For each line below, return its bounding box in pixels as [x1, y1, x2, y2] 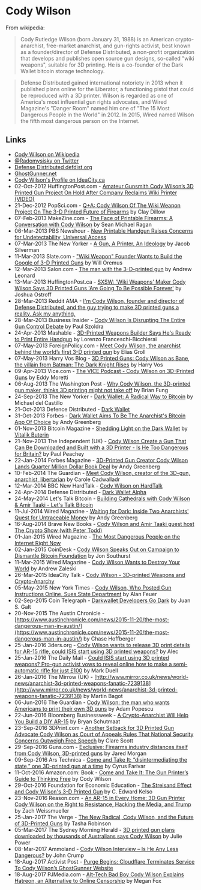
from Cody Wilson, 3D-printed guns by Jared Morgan [14, 750, 147, 757]
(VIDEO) [14, 195, 35, 202]
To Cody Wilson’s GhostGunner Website [14, 864, 113, 871]
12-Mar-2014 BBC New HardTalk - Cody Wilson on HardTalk [14, 482, 163, 489]
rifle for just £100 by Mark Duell [40, 667, 118, 674]
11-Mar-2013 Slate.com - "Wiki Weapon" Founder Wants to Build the [14, 252, 182, 260]
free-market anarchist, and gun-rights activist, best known [46, 42, 191, 49]
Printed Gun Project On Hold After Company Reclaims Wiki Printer [14, 189, 178, 196]
